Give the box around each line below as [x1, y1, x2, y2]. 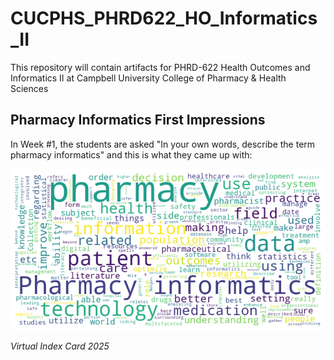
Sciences [10, 82, 49, 94]
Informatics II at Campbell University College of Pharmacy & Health [10, 72, 287, 84]
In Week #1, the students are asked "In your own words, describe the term [10, 138, 316, 150]
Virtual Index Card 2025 [10, 340, 110, 352]
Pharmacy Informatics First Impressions [10, 112, 266, 129]
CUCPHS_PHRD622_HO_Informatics [10, 7, 318, 30]
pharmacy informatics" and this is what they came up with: [10, 148, 253, 161]
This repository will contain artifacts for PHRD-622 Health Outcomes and [10, 61, 311, 73]
